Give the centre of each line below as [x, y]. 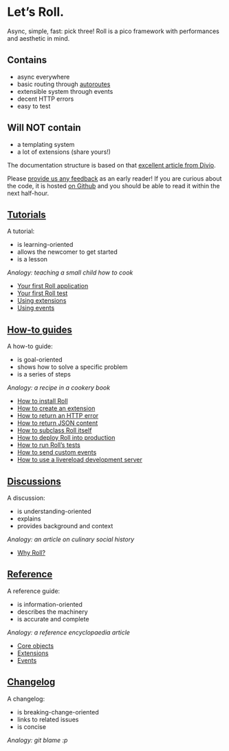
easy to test [34, 106]
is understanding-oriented [54, 511]
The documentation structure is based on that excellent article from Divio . [112, 165]
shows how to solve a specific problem [73, 367]
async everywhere [43, 77]
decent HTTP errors [45, 99]
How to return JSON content [57, 423]
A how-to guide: [30, 346]
